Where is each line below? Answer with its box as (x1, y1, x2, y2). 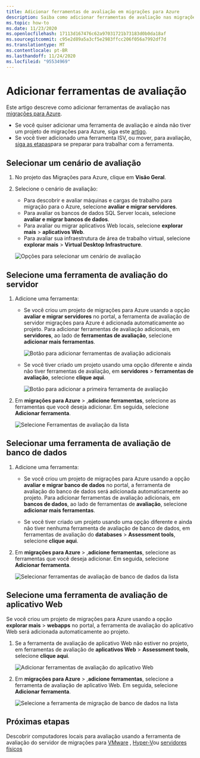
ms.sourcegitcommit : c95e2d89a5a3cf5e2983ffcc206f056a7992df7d (6, 36, 167, 42)
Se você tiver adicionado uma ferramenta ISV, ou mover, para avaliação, (14, 135, 192, 142)
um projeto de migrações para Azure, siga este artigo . (14, 128, 148, 135)
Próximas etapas (6, 717, 70, 727)
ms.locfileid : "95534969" (6, 58, 70, 64)
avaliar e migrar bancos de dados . (23, 216, 110, 223)
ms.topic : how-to (6, 20, 49, 26)
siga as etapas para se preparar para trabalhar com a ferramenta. (14, 141, 174, 148)
